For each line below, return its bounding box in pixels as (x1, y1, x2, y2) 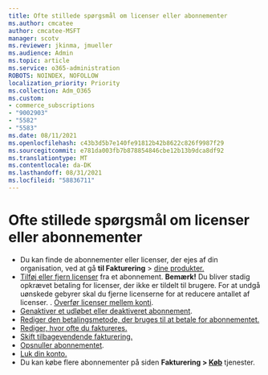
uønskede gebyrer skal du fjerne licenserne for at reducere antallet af (19, 289, 250, 299)
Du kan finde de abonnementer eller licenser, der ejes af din (19, 254, 218, 264)
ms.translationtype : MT (8, 154, 88, 162)
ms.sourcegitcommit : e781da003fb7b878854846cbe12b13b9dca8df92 (8, 146, 225, 155)
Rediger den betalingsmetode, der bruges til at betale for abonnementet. (19, 315, 260, 324)
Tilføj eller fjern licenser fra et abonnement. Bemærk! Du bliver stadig (19, 271, 250, 282)
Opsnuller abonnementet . (19, 340, 104, 350)
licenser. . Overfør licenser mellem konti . (19, 297, 154, 307)
